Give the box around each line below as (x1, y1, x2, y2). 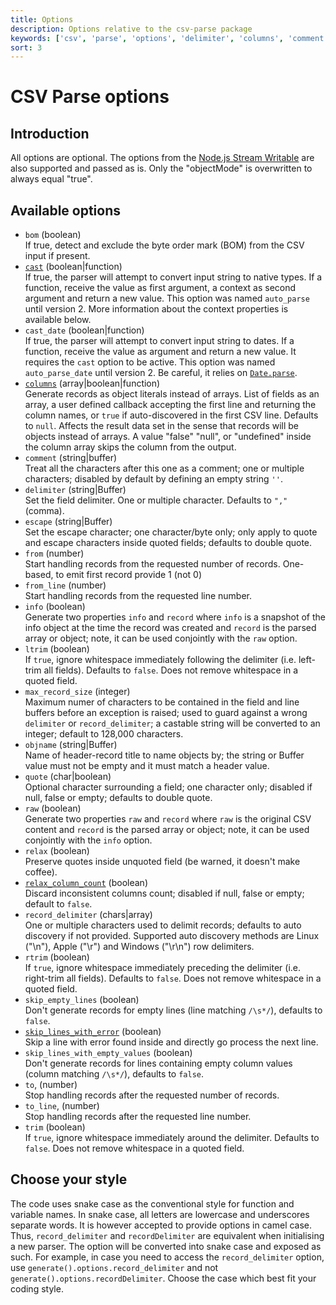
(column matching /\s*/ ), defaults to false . (24, 1068, 205, 1080)
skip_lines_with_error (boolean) (24, 1026, 162, 1038)
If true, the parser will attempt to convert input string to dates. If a (24, 335, 295, 347)
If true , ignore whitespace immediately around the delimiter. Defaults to (24, 1132, 320, 1144)
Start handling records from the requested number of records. (24, 558, 281, 570)
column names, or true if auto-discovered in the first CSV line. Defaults (24, 409, 319, 421)
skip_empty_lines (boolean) (24, 994, 140, 1006)
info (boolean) (24, 601, 86, 613)
